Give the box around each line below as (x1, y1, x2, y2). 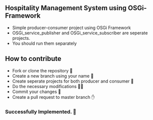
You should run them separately (12, 40, 77, 46)
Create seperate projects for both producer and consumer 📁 (12, 78, 134, 84)
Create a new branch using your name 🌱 (12, 73, 94, 79)
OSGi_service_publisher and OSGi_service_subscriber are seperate (12, 30, 148, 36)
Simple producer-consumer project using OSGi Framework (12, 25, 131, 30)
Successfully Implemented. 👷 (5, 108, 77, 115)
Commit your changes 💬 (12, 89, 61, 94)
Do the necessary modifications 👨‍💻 (12, 83, 84, 89)
